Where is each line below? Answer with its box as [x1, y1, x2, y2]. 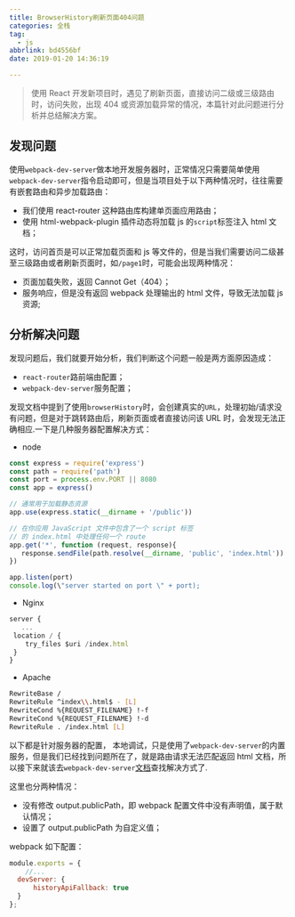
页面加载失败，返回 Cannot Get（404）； [21, 276, 171, 287]
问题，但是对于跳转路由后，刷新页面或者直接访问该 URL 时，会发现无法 [16, 412, 278, 423]
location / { [12, 631, 62, 640]
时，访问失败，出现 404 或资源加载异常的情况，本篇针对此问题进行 [30, 99, 277, 110]
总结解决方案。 [46, 110, 102, 120]
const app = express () [9, 483, 93, 492]
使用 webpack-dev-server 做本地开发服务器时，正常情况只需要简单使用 [9, 164, 260, 174]
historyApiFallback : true [32, 883, 129, 893]
